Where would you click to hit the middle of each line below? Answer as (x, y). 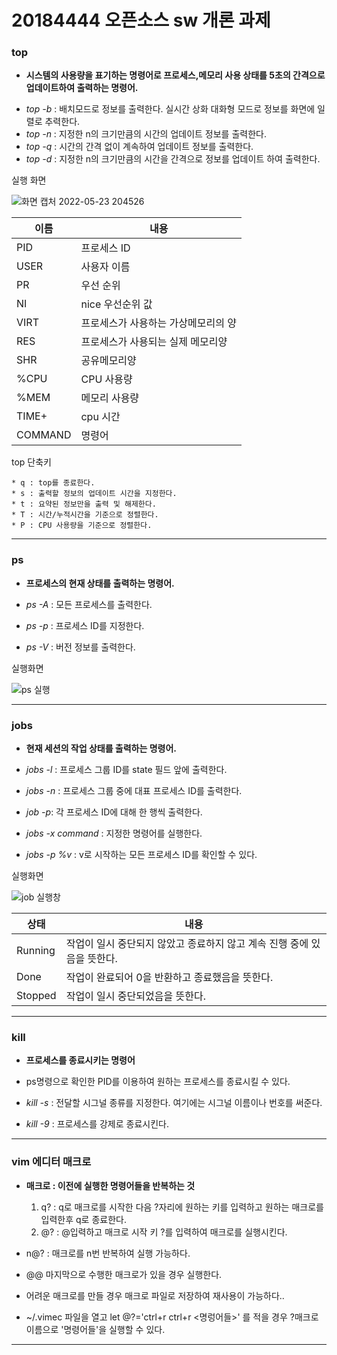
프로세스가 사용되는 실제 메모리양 (154, 342)
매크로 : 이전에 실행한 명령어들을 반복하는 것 (110, 1185)
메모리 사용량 (110, 398)
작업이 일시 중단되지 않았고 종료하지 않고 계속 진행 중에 (187, 944)
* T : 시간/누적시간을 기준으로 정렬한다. (85, 515)
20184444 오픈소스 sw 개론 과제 (141, 20)
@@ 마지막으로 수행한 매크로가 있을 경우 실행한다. (124, 1274)
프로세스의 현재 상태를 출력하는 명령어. (100, 583)
